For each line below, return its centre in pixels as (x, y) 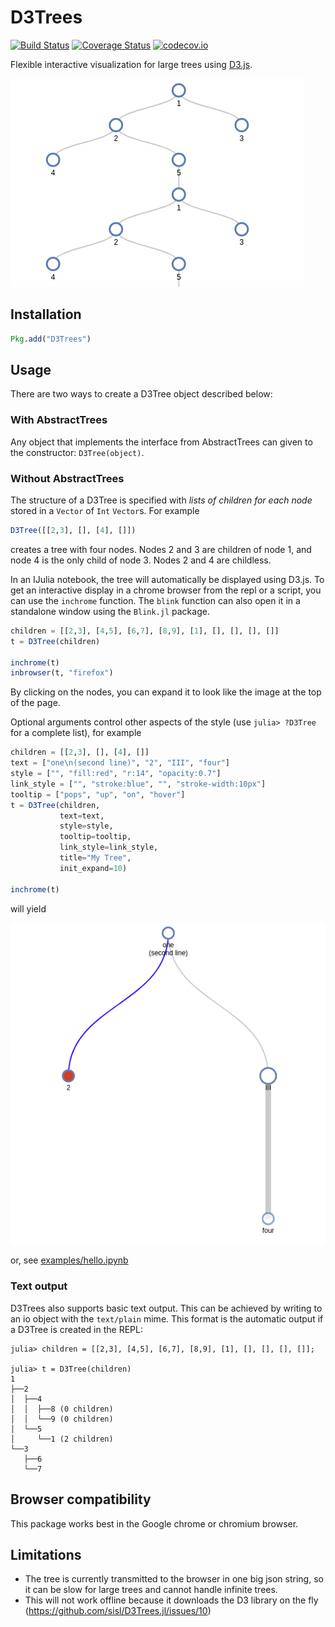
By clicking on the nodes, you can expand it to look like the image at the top (166, 692)
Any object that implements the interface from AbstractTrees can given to (161, 442)
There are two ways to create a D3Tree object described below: (141, 394)
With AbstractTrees (59, 420)
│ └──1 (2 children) (62, 1439)
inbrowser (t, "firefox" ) (62, 673)
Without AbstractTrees (67, 478)
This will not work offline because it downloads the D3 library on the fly (171, 1600)
